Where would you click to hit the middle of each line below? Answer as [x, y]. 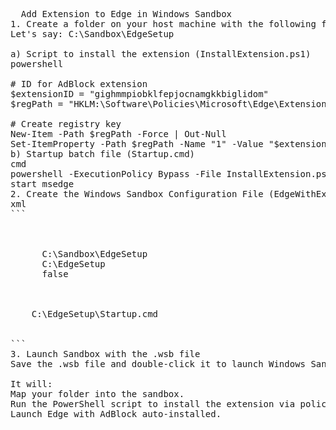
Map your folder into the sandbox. [97, 394]
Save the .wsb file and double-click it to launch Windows [158, 364]
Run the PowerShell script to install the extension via [153, 404]
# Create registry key [66, 124]
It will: [31, 384]
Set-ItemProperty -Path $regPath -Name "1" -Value [137, 144]
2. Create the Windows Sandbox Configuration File [137, 194]
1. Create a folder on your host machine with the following [163, 24]
